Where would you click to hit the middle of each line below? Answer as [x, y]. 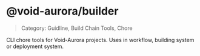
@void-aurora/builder [62, 11]
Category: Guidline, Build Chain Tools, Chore [77, 28]
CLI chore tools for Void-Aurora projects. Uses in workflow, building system [100, 40]
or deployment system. [35, 46]
